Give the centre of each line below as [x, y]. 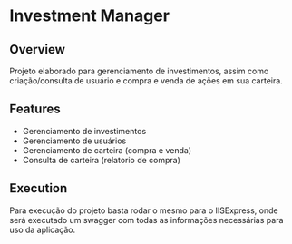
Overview [38, 49]
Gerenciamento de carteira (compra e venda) [107, 150]
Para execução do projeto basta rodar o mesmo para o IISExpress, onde [144, 210]
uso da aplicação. [43, 229]
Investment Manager [90, 16]
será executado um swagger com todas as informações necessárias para [146, 220]
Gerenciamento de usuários [74, 141]
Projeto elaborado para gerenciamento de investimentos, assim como [139, 71]
